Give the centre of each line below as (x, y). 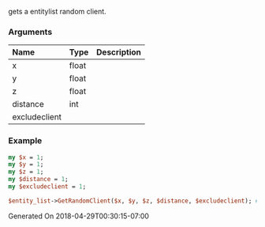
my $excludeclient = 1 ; (47, 187)
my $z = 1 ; (26, 172)
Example (25, 141)
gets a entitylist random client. (57, 11)
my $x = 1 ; (26, 157)
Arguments (30, 32)
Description (119, 52)
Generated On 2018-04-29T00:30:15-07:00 (79, 216)
